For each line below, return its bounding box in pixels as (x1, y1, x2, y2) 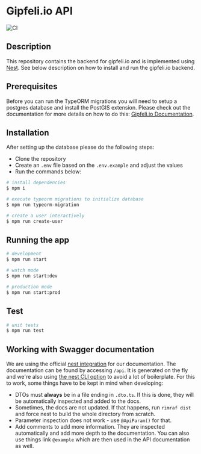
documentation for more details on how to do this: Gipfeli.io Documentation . (6, 110, 194, 117)
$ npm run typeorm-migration (6, 202, 79, 208)
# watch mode (6, 267, 39, 273)
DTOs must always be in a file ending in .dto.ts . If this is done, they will (14, 391, 194, 399)
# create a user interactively (6, 213, 85, 219)
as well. (14, 443, 34, 450)
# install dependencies (6, 179, 66, 186)
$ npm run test (6, 328, 45, 334)
